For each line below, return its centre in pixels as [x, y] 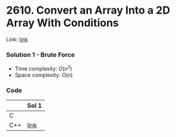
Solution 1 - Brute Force [41, 55]
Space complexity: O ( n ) [44, 75]
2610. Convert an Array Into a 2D [88, 10]
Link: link [17, 39]
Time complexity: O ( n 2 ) [43, 68]
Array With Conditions [62, 23]
